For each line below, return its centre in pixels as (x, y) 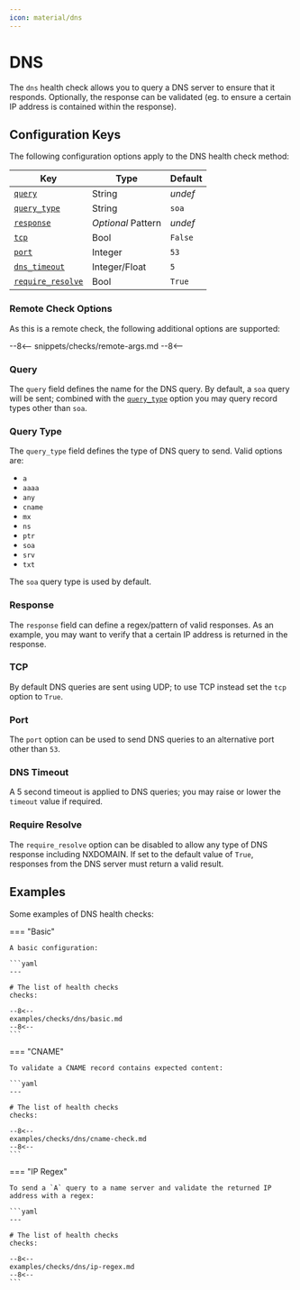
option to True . (36, 696)
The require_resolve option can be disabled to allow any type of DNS (139, 845)
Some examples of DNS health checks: (82, 914)
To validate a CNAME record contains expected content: (116, 1068)
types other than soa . (48, 407)
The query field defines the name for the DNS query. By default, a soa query (150, 389)
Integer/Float (119, 267)
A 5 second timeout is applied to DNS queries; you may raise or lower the (145, 792)
